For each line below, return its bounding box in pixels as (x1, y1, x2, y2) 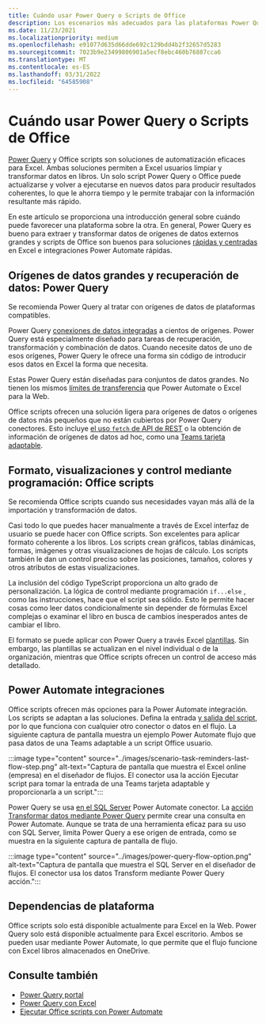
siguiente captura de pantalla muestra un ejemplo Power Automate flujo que (8, 730, 256, 739)
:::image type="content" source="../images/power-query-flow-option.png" (8, 851, 252, 861)
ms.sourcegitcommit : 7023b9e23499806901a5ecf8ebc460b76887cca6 (8, 48, 222, 56)
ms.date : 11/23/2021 (8, 26, 77, 34)
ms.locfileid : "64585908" (8, 78, 93, 85)
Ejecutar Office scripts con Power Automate (19, 1007, 163, 1016)
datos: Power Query (8, 281, 109, 294)
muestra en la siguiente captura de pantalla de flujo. (8, 836, 178, 845)
